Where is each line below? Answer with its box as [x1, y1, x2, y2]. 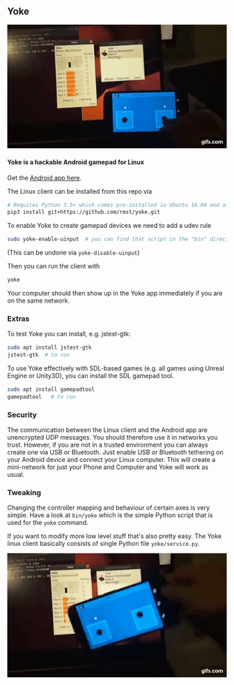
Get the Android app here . [7, 173, 82, 182]
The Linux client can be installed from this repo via [7, 187, 153, 195]
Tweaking [7, 488, 42, 498]
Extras [7, 314, 30, 324]
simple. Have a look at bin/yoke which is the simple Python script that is [7, 511, 213, 519]
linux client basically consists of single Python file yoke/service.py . [7, 540, 200, 548]
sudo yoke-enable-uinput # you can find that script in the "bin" [7, 236, 208, 243]
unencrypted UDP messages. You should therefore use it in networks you [7, 433, 218, 442]
